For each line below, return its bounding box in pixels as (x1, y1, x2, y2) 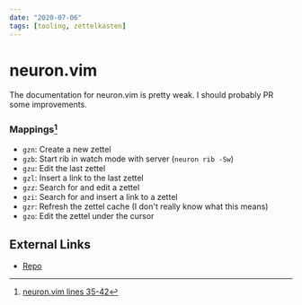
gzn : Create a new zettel (22, 144, 111, 155)
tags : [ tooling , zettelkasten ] (9, 22, 127, 30)
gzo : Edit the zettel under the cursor (22, 211, 155, 222)
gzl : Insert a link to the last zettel (22, 172, 144, 184)
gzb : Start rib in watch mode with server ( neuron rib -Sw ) (22, 153, 235, 164)
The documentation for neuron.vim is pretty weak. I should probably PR (9, 90, 274, 100)
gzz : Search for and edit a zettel (22, 182, 140, 193)
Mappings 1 (9, 122, 58, 135)
